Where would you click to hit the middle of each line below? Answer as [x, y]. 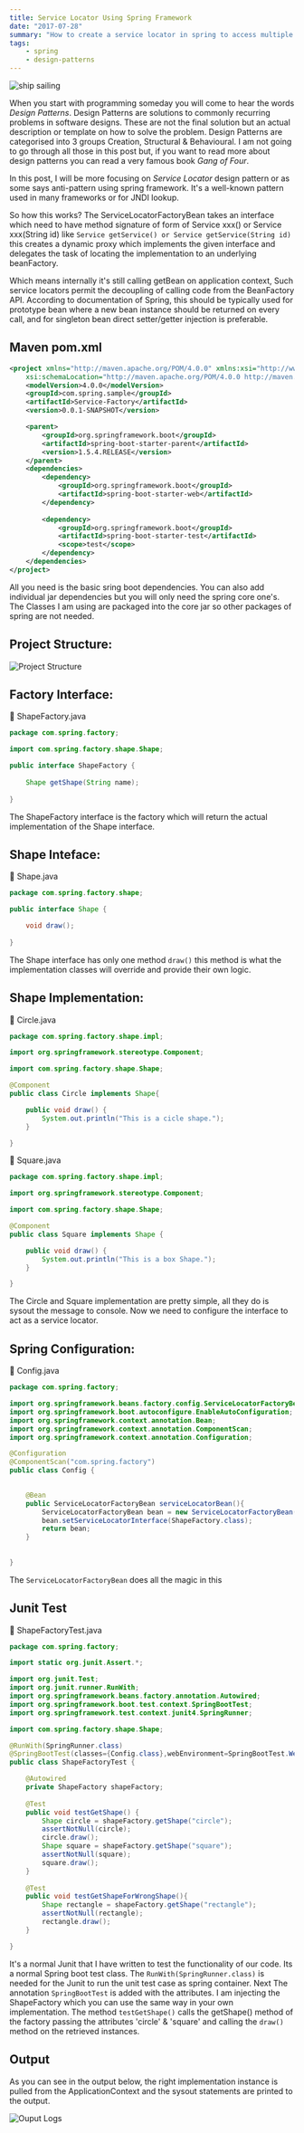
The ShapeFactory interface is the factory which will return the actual [139, 816]
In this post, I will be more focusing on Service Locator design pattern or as [150, 178]
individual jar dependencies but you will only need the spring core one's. [145, 596]
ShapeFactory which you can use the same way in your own [121, 2002]
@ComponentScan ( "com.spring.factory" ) [82, 1462]
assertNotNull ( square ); [86, 1855]
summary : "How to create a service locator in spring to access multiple [152, 34]
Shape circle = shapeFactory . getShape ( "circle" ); [137, 1821]
